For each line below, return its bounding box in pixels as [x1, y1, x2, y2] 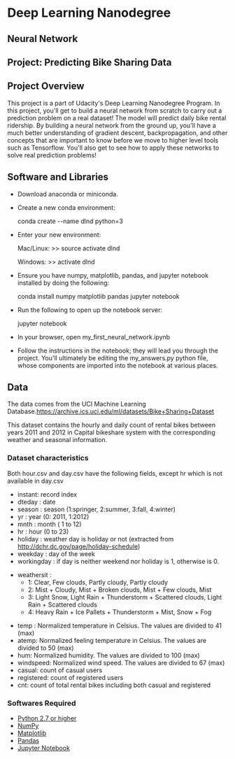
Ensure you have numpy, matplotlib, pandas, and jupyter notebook [17, 271, 208, 279]
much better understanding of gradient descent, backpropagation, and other [7, 128, 228, 137]
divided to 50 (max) [17, 644, 75, 652]
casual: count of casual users [17, 666, 103, 674]
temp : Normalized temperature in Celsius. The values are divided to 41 [17, 621, 222, 630]
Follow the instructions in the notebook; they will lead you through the [17, 346, 219, 355]
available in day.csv [7, 476, 64, 485]
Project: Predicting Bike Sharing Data [7, 56, 172, 68]
